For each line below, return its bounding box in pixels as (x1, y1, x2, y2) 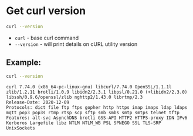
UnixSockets (6, 125, 35, 131)
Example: (6, 58, 41, 68)
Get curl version (6, 4, 86, 18)
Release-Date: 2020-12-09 (6, 99, 69, 105)
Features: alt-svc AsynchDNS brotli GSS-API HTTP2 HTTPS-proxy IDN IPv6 (6, 115, 188, 121)
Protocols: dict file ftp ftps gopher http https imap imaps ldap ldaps (6, 104, 188, 110)
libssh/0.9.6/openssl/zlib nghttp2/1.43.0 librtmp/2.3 (6, 94, 143, 100)
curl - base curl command (14, 34, 79, 41)
